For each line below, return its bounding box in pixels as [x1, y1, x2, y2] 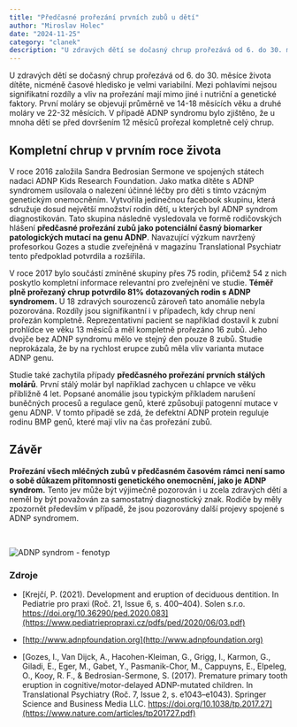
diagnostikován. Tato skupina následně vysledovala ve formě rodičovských [9, 213, 283, 224]
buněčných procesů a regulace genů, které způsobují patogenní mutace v [9, 397, 278, 408]
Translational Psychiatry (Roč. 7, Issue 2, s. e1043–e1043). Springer [21, 689, 267, 700]
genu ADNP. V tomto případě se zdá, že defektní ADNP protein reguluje [9, 407, 270, 417]
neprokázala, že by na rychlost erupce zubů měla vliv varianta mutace [9, 342, 265, 354]
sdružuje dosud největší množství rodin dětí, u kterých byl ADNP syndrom [9, 203, 278, 214]
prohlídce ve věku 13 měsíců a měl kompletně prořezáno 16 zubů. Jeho [9, 324, 268, 334]
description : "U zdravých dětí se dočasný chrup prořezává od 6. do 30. [9, 46, 283, 55]
